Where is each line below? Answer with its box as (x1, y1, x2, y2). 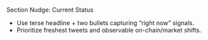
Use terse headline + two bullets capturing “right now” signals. (16, 19, 194, 26)
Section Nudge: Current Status (6, 6, 94, 14)
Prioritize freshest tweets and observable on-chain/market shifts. (16, 26, 202, 34)
